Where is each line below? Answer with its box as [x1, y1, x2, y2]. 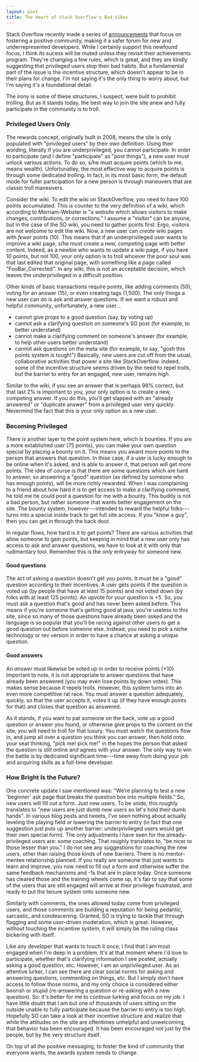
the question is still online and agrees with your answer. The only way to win [6, 746, 192, 753]
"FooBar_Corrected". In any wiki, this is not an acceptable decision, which [6, 265, 186, 272]
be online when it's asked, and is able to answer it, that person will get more [6, 461, 191, 468]
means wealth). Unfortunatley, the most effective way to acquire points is [6, 165, 185, 172]
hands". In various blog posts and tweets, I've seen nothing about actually [6, 812, 187, 819]
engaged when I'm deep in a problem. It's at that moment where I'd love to [6, 949, 188, 956]
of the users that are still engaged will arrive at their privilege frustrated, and [6, 881, 192, 889]
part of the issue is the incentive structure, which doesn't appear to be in [6, 68, 184, 76]
